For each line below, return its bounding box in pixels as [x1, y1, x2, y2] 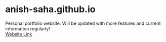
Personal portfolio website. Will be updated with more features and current [5, 20, 161, 26]
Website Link [5, 31, 32, 37]
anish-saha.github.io [5, 4, 96, 15]
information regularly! [5, 25, 51, 31]
